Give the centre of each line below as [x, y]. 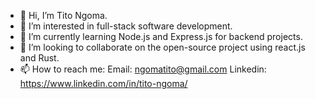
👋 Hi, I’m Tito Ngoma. [63, 15]
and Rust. [39, 58]
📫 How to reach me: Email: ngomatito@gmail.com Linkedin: [143, 69]
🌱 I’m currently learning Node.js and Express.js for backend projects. [161, 36]
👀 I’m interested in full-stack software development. [126, 26]
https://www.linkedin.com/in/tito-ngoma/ [103, 83]
